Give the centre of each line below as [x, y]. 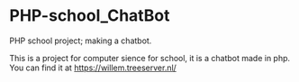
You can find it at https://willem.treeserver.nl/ [93, 68]
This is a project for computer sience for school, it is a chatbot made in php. [150, 58]
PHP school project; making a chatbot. [81, 41]
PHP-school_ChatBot [90, 16]
